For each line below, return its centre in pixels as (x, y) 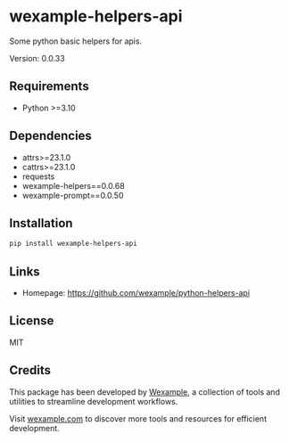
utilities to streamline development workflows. (94, 401)
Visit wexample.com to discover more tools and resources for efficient (138, 418)
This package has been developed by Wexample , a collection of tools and (145, 392)
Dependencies (50, 136)
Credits (30, 370)
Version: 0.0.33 (37, 58)
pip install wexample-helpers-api (74, 244)
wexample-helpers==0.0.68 (73, 185)
